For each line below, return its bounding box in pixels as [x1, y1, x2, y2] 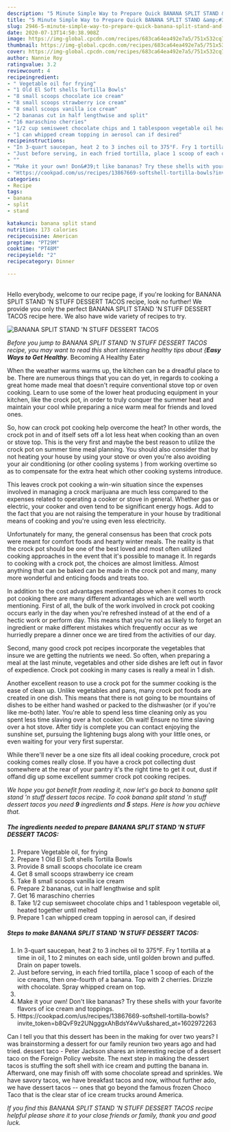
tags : [7, 188, 23, 195]
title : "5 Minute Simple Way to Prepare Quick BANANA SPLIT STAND [7, 16, 201, 23]
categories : [7, 175, 41, 182]
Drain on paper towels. [16, 961, 81, 969]
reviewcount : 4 [7, 67, 51, 74]
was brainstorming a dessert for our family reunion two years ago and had [7, 1039, 217, 1048]
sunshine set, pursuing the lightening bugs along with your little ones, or [7, 730, 211, 738]
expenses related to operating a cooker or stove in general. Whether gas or [7, 495, 219, 503]
